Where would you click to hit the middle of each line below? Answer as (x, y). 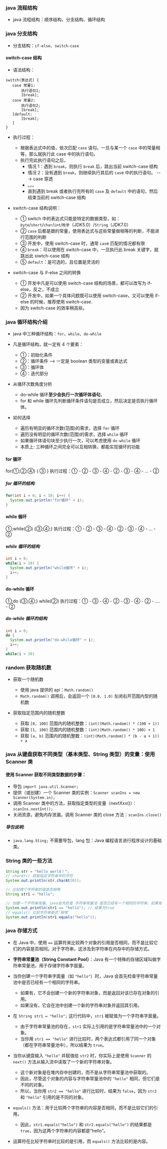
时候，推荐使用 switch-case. (63, 302)
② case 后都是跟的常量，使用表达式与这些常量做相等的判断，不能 (87, 231)
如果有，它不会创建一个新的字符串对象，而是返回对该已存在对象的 (87, 993)
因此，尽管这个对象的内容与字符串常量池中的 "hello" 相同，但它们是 (90, 1078)
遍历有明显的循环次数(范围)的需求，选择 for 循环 (70, 428)
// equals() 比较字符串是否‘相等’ (38, 913)
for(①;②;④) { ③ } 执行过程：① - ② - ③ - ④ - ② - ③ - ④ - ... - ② (82, 471)
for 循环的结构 (20, 483)
